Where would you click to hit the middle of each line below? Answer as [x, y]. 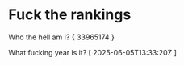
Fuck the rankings [70, 15]
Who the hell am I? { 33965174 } [62, 37]
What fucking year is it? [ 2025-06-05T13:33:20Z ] [93, 52]
